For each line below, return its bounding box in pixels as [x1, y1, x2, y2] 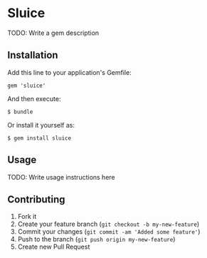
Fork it [17, 212, 37, 221]
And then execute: [7, 94, 61, 103]
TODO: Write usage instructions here [7, 172, 115, 181]
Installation [7, 49, 58, 61]
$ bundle [7, 108, 33, 115]
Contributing [7, 193, 65, 205]
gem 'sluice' [7, 82, 46, 89]
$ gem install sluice [7, 134, 72, 142]
